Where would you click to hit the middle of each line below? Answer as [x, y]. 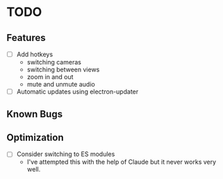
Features [26, 38]
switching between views [63, 69]
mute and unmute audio [61, 85]
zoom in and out [50, 77]
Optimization [35, 137]
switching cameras [54, 62]
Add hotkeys [35, 54]
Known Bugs [35, 114]
